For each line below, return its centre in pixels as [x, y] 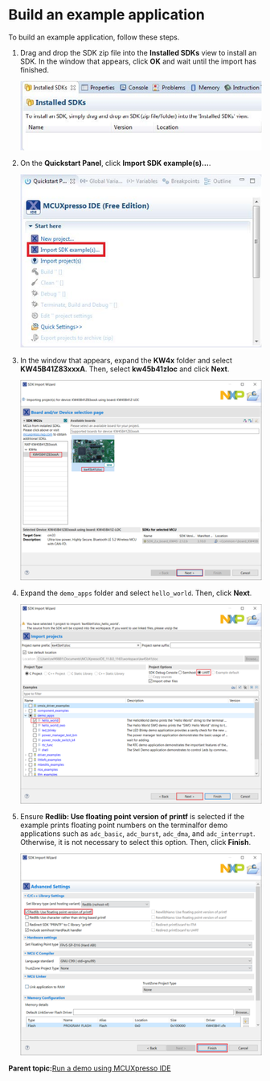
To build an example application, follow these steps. [94, 37]
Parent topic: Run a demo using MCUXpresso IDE [90, 1068]
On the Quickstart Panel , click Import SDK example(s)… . [115, 164]
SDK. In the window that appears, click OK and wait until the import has [138, 61]
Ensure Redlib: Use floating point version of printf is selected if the [132, 817]
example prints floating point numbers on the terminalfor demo [124, 825]
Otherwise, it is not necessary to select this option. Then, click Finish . [135, 843]
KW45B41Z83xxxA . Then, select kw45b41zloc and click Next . [125, 369]
